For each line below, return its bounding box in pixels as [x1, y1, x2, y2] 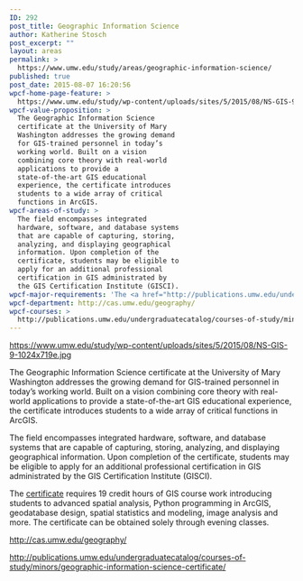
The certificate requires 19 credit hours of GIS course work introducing [9, 488, 272, 499]
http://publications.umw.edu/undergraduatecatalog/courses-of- [9, 552, 246, 563]
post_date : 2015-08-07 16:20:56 [9, 80, 131, 89]
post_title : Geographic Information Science [9, 22, 179, 31]
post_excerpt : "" [9, 38, 75, 48]
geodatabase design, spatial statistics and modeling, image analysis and [9, 507, 279, 519]
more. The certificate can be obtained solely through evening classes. [9, 517, 270, 528]
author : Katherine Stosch [9, 30, 106, 39]
